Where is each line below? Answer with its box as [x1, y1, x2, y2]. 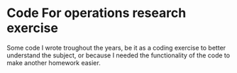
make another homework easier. [6, 58, 101, 67]
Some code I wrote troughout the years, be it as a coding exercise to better [6, 43, 226, 52]
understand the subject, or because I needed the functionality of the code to [6, 51, 231, 60]
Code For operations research [6, 5, 187, 21]
